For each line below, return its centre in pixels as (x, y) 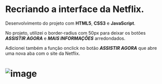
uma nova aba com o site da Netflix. (43, 53)
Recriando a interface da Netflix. (75, 9)
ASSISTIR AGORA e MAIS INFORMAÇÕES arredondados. (65, 38)
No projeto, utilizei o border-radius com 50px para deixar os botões (75, 33)
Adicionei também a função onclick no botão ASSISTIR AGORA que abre (81, 48)
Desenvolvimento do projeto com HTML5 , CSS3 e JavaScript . (70, 23)
